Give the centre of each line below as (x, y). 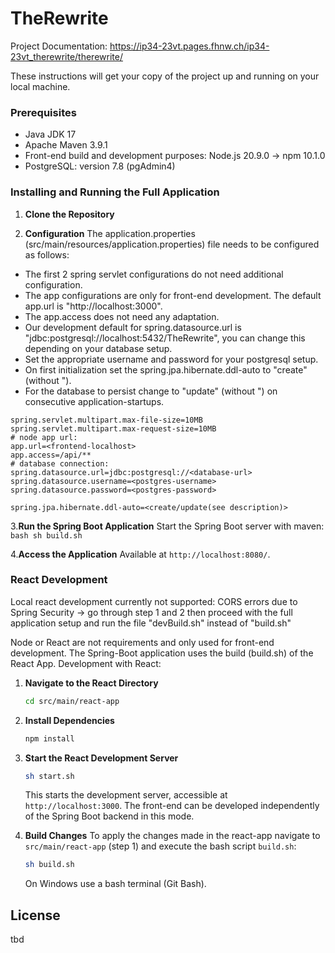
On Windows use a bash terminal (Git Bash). (115, 884)
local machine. (40, 86)
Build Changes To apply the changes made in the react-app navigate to (172, 836)
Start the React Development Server (101, 758)
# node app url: (44, 437)
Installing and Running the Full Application (115, 192)
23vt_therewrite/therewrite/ (66, 56)
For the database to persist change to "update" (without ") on (151, 391)
